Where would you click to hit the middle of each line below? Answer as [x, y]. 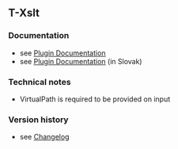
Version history [38, 120]
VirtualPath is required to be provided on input [95, 99]
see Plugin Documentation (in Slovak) [81, 61]
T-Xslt [24, 13]
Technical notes [40, 82]
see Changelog [44, 137]
